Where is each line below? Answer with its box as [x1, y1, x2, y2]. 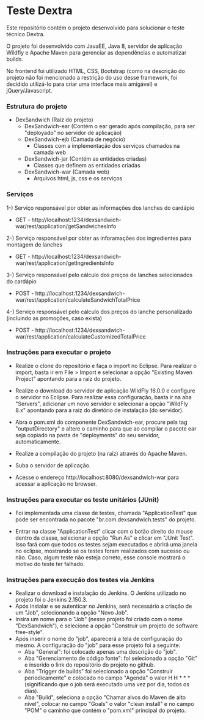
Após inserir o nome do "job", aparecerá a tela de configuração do [15, 635, 183, 643]
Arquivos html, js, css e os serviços [33, 175, 123, 182]
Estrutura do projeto [6, 102, 67, 110]
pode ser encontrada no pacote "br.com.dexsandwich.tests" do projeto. [15, 516, 197, 523]
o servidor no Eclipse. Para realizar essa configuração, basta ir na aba [15, 393, 192, 400]
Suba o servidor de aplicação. [15, 461, 91, 469]
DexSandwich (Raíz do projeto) [15, 116, 93, 123]
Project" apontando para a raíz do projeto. [15, 375, 122, 382]
